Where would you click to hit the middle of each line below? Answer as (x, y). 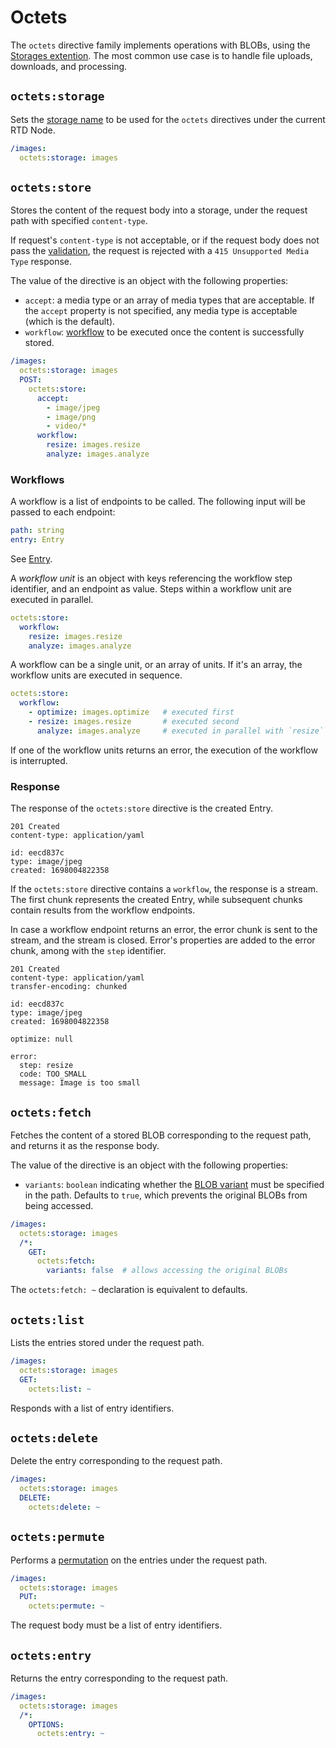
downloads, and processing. (69, 66)
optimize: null (42, 1039)
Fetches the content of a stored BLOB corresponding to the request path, (161, 1135)
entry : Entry (37, 540)
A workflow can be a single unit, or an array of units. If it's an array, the (156, 665)
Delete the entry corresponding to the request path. (116, 1461)
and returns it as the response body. (85, 1145)
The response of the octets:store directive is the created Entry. (141, 808)
